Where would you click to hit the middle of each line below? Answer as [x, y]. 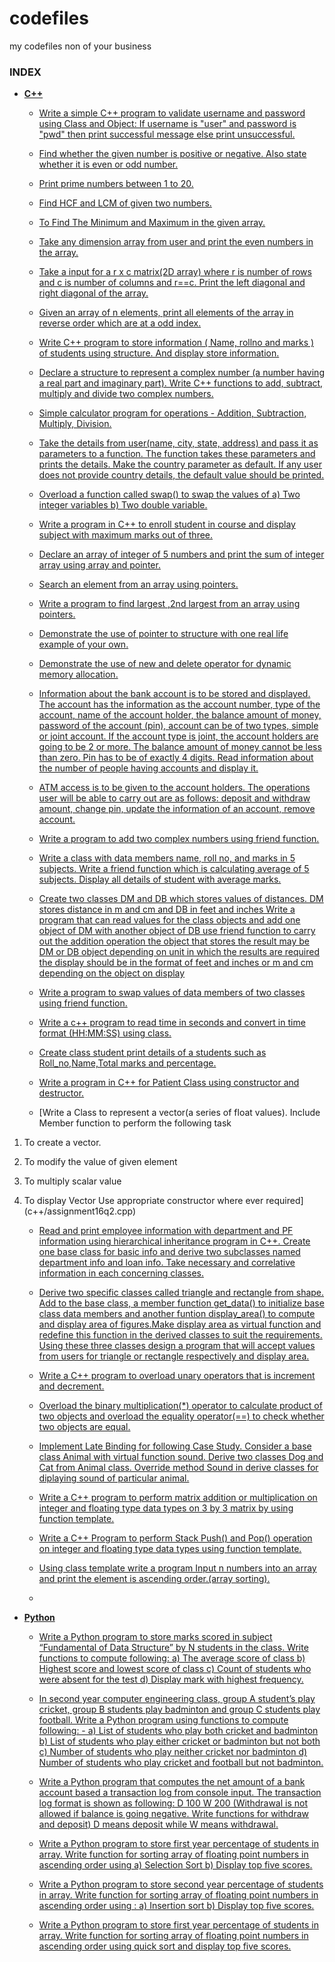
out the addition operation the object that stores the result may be [174, 941]
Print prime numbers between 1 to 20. [116, 184]
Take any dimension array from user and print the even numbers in [176, 242]
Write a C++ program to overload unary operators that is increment [177, 1376]
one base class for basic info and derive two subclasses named [169, 1252]
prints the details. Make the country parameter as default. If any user [180, 464]
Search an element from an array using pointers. [138, 584]
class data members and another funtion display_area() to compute [177, 1314]
